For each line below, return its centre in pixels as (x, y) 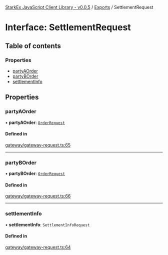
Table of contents (33, 46)
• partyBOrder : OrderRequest (35, 173)
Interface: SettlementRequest (68, 27)
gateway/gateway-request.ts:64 (38, 247)
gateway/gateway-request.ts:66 (38, 196)
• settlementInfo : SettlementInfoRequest (47, 224)
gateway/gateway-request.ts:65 (38, 145)
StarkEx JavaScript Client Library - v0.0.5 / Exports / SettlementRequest (79, 7)
